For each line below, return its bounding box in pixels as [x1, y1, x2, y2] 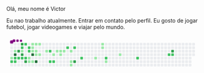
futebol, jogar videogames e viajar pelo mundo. [6, 24, 125, 30]
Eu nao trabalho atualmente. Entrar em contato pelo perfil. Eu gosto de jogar [6, 17, 199, 24]
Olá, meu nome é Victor [6, 5, 66, 12]
